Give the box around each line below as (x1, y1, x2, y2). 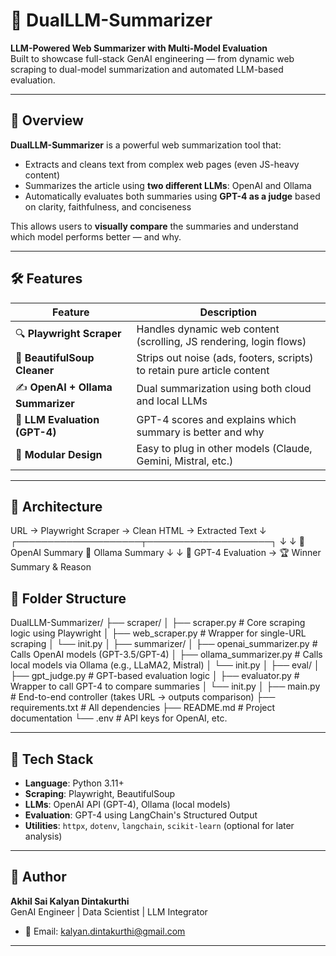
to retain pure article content (136, 363, 270, 377)
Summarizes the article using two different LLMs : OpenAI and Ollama (24, 179, 312, 191)
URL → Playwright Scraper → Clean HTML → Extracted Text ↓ (10, 525, 267, 537)
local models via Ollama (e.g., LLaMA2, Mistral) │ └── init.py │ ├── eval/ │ (10, 659, 320, 671)
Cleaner (15, 363, 55, 377)
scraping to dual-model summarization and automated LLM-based (10, 63, 284, 75)
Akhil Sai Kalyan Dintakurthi (10, 895, 130, 907)
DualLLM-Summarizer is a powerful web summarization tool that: (10, 139, 282, 151)
